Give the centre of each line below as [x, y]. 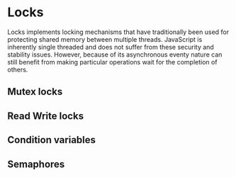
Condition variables [52, 140]
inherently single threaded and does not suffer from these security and [111, 47]
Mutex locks [35, 92]
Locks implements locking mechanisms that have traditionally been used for [118, 32]
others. [18, 69]
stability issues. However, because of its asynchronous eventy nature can [115, 55]
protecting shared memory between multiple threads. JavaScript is [105, 39]
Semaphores [36, 164]
